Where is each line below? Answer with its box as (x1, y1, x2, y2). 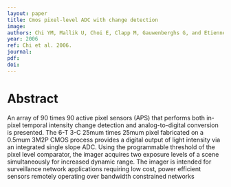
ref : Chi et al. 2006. (7, 42, 72, 49)
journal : (7, 49, 32, 56)
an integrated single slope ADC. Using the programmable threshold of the (7, 142, 215, 151)
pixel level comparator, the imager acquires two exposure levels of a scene (7, 150, 219, 158)
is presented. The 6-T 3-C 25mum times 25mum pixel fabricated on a (7, 128, 204, 136)
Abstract (7, 91, 58, 107)
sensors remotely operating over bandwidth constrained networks (7, 172, 195, 180)
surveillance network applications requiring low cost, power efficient (7, 164, 201, 173)
